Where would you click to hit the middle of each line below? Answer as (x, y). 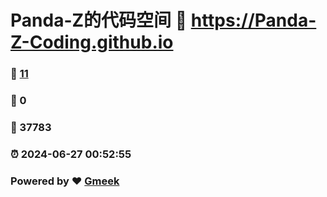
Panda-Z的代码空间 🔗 (99, 20)
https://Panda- (253, 20)
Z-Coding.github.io (92, 42)
